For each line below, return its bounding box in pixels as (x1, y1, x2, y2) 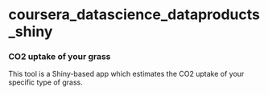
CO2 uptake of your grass (8, 51, 111, 62)
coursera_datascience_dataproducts (8, 6, 260, 24)
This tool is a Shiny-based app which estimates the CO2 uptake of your (8, 69, 245, 79)
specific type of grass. (8, 77, 83, 87)
